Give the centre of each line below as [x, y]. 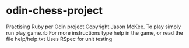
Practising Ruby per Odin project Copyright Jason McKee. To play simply [94, 27]
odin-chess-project [55, 11]
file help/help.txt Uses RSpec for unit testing [59, 39]
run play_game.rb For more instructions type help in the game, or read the [95, 32]
